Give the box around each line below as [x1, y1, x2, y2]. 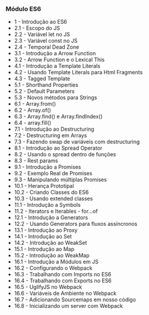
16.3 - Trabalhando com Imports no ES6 [14, 271, 112, 278]
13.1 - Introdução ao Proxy [14, 226, 78, 234]
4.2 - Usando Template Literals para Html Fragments [14, 69, 143, 76]
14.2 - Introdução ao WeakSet [14, 240, 87, 247]
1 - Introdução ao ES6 [14, 18, 68, 26]
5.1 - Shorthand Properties [14, 81, 78, 89]
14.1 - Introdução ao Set [14, 233, 72, 240]
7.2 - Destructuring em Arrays [14, 132, 87, 139]
